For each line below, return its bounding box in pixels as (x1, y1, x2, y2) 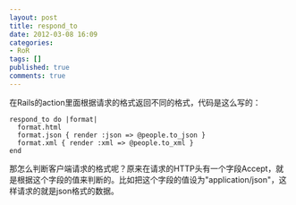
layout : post (9, 13, 58, 22)
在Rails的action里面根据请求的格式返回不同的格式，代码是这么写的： (9, 97, 261, 107)
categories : (9, 38, 54, 47)
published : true (9, 64, 70, 73)
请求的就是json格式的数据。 (16, 185, 119, 196)
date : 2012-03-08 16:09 (9, 30, 98, 38)
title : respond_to (9, 21, 78, 30)
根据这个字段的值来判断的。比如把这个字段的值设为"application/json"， (16, 174, 279, 184)
